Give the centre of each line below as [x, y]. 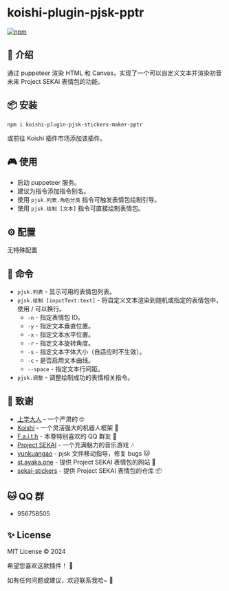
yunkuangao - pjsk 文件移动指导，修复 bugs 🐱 [83, 453]
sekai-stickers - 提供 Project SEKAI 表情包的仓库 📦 [90, 470]
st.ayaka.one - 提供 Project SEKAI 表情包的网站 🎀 [86, 462]
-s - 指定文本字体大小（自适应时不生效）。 [86, 352]
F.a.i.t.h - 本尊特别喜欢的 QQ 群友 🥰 [67, 436]
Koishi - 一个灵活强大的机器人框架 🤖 [68, 427]
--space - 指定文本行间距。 [66, 369]
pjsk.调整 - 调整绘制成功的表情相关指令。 [75, 377]
